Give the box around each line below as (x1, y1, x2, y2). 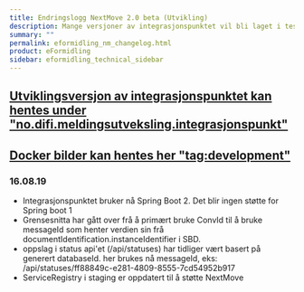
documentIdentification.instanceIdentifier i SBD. (22, 234, 201, 245)
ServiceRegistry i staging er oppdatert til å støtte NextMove (22, 272, 244, 283)
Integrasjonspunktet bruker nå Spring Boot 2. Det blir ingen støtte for (22, 195, 279, 206)
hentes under (9, 103, 87, 118)
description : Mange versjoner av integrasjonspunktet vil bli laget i (9, 22, 281, 31)
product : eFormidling (9, 47, 91, 56)
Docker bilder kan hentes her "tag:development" (9, 147, 291, 163)
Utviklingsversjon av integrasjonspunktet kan (9, 89, 272, 104)
